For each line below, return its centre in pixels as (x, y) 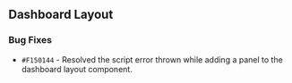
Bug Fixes (30, 40)
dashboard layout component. (77, 69)
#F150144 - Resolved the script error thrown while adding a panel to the (152, 59)
